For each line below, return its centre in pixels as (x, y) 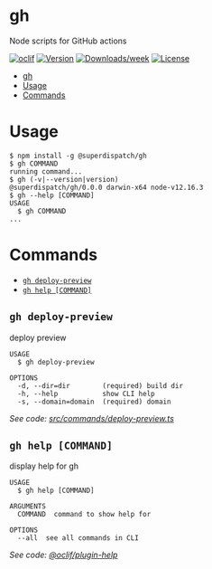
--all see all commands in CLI (78, 538)
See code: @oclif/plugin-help (64, 555)
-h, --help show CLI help (86, 394)
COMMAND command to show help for (84, 515)
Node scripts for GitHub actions (69, 41)
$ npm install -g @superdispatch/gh (78, 156)
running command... (46, 171)
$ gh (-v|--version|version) (64, 179)
